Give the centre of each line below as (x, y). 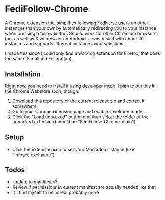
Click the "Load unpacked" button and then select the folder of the (80, 117)
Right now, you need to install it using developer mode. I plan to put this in (81, 86)
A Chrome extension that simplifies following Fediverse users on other (77, 23)
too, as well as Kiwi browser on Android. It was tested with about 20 (74, 39)
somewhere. (25, 106)
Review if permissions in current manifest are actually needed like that (84, 187)
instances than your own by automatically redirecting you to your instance (81, 28)
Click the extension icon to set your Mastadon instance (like (73, 149)
